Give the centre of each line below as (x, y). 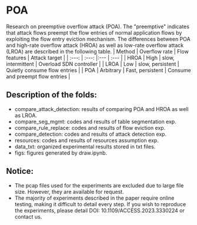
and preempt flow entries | (38, 76)
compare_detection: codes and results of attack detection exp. (90, 134)
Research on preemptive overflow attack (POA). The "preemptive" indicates (98, 26)
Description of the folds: (51, 95)
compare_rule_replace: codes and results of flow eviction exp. (90, 127)
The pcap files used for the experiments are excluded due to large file (99, 185)
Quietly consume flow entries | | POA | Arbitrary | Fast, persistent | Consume (98, 70)
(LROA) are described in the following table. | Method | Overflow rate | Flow (98, 51)
